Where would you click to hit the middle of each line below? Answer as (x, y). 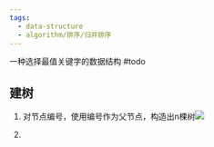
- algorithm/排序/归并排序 (65, 34)
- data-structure (51, 26)
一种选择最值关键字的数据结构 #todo (77, 62)
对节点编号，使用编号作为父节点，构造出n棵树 (109, 117)
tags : (20, 18)
